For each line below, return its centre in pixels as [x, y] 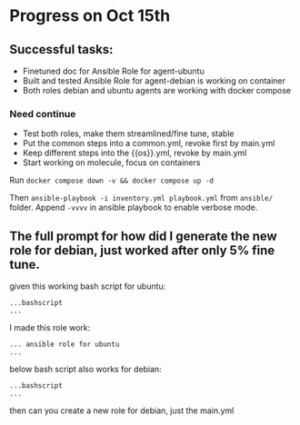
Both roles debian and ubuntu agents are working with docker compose [157, 90]
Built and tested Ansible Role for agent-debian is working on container [154, 81]
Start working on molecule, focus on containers [111, 163]
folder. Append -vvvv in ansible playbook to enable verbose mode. [134, 208]
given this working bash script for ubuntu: [88, 286]
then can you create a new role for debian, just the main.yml [122, 410]
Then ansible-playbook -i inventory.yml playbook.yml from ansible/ [141, 198]
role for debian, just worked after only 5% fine [142, 250]
